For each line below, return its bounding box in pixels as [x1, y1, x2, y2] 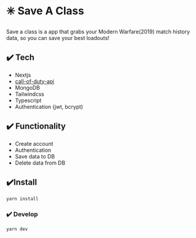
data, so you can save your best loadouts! [6, 34, 110, 41]
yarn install [6, 196, 39, 202]
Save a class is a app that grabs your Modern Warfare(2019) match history [6, 28, 190, 35]
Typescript [14, 96, 42, 104]
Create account [14, 140, 54, 147]
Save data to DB [14, 152, 55, 160]
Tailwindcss [14, 90, 44, 97]
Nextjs [14, 71, 31, 78]
